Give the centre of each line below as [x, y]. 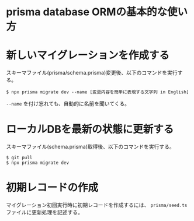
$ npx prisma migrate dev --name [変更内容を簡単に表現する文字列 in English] [98, 92]
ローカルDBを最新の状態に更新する [90, 129]
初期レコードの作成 [52, 188]
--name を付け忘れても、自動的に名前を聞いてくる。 [68, 104]
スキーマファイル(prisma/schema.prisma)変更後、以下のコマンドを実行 [92, 73]
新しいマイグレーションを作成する [88, 55]
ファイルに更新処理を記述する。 [44, 212]
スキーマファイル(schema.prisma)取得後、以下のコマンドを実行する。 [91, 147]
